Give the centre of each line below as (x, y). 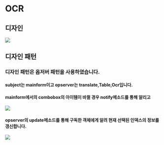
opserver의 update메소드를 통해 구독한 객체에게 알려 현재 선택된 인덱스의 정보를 (82, 120)
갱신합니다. (16, 126)
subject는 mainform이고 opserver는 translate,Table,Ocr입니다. (69, 85)
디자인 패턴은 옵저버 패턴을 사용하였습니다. (52, 72)
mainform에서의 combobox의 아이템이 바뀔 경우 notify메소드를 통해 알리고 (78, 97)
